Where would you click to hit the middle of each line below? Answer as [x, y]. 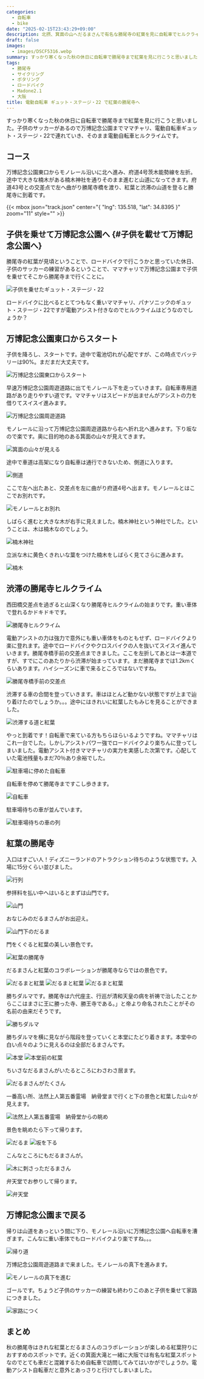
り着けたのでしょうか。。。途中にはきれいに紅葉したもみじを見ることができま [102, 702]
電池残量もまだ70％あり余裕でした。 [63, 758]
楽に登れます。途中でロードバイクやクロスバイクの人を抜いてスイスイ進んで [101, 645]
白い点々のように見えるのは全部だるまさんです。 [67, 1044]
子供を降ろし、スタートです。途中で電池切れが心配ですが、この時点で [94, 354]
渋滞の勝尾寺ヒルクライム [54, 589]
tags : [13, 63]
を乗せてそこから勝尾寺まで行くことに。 [57, 276]
